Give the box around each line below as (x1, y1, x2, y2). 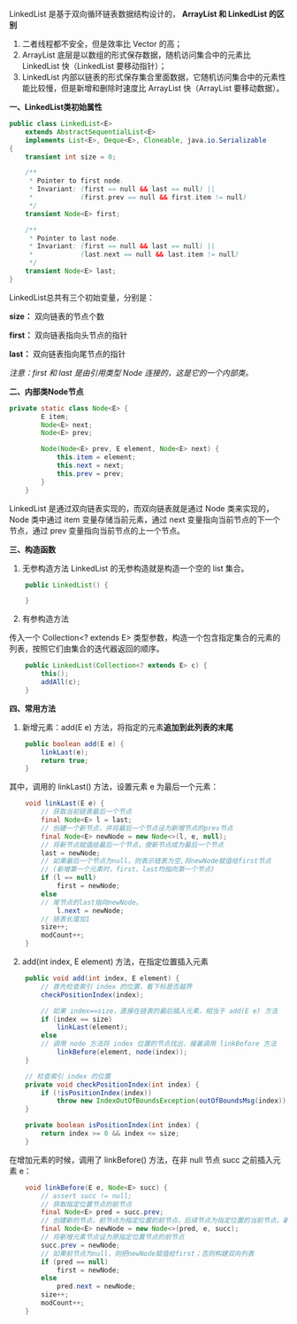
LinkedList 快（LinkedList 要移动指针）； (21, 61, 167, 71)
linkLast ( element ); (56, 1023, 128, 1032)
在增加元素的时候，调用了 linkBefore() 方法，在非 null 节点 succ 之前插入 (9, 1154, 274, 1164)
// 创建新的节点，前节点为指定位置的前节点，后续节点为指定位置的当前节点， (41, 1216, 283, 1226)
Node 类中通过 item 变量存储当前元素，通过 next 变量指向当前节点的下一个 (9, 514, 281, 525)
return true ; (41, 756, 89, 765)
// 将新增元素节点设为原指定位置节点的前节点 (41, 1233, 185, 1242)
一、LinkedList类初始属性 (9, 102, 103, 112)
